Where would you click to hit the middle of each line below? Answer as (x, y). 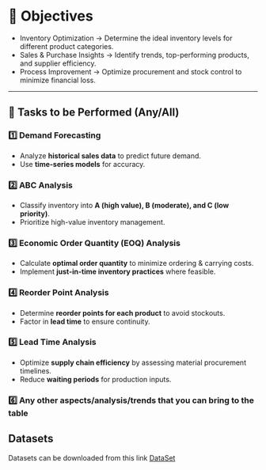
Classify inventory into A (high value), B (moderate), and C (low (124, 205)
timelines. (35, 370)
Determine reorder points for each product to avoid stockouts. (122, 313)
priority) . (34, 214)
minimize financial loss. (58, 80)
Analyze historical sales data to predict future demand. (110, 155)
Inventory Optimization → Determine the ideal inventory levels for (126, 38)
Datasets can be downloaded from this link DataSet (92, 457)
